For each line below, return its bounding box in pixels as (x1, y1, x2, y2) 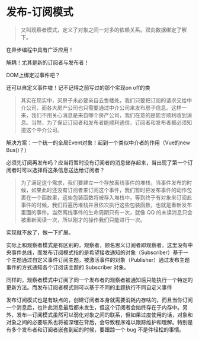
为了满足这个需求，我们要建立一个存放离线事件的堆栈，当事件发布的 (20, 179, 187, 186)
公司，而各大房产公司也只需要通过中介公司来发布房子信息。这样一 (25, 104, 187, 111)
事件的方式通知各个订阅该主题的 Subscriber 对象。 (6, 264, 129, 271)
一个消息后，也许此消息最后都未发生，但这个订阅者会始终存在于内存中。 (6, 303, 182, 311)
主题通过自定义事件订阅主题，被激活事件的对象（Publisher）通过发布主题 (11, 256, 190, 263)
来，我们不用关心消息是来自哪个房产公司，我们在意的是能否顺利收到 (20, 111, 187, 119)
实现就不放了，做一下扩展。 (6, 229, 74, 236)
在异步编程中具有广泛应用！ (6, 46, 74, 53)
